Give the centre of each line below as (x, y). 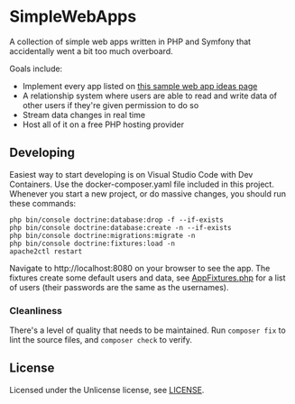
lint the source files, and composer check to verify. (101, 340)
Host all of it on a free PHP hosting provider (103, 124)
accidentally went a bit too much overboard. (91, 50)
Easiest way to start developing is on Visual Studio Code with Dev (131, 174)
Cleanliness (36, 310)
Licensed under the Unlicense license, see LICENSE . (107, 390)
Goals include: (36, 69)
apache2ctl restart (46, 251)
